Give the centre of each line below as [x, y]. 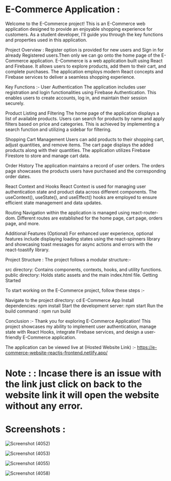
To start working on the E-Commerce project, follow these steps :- [75, 290]
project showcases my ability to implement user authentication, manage [81, 326]
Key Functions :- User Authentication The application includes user [76, 87]
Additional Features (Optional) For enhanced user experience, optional [79, 233]
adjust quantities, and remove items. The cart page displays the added [79, 145]
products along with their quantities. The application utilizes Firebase [78, 150]
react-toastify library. [28, 250]
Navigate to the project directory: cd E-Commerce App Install [70, 300]
